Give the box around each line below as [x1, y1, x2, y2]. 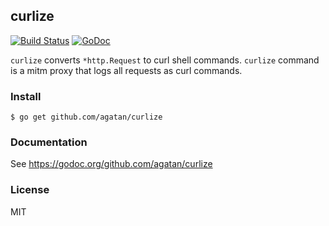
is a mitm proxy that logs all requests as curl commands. [10, 64, 243, 76]
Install [10, 89, 42, 103]
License [10, 183, 50, 197]
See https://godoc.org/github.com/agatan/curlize [10, 158, 213, 170]
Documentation [10, 135, 88, 149]
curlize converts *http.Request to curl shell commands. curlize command [10, 54, 320, 66]
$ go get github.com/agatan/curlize [10, 112, 163, 123]
